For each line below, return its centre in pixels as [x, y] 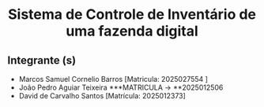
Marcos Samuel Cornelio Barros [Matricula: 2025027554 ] [113, 79]
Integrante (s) [42, 60]
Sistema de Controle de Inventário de [132, 15]
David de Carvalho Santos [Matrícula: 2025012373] [102, 96]
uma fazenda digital [132, 31]
